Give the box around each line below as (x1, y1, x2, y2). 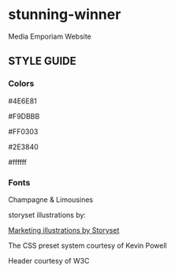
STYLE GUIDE (8, 54, 76, 68)
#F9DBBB (8, 111, 40, 121)
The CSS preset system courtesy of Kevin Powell (8, 241, 167, 250)
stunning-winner (8, 6, 121, 24)
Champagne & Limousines (8, 195, 93, 204)
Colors (8, 78, 35, 89)
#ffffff (8, 157, 28, 166)
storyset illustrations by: (8, 210, 87, 219)
